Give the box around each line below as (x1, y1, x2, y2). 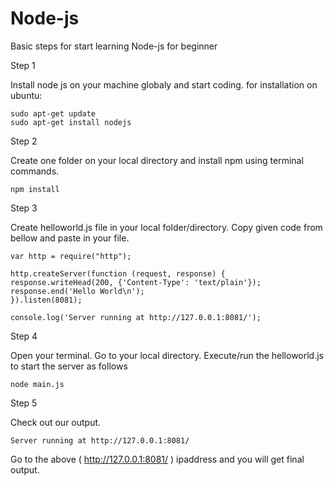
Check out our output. (10, 416, 102, 428)
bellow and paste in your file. (10, 232, 130, 244)
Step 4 (10, 330, 38, 342)
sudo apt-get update (10, 108, 97, 119)
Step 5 (10, 397, 38, 409)
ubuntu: (10, 89, 43, 101)
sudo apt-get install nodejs (10, 117, 132, 127)
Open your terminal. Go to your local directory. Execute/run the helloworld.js (10, 349, 324, 361)
